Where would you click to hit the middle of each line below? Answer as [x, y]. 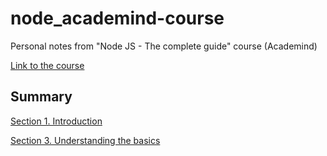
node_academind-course [117, 18]
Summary [41, 97]
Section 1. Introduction [56, 121]
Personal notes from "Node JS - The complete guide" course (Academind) [164, 46]
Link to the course [47, 65]
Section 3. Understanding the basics [85, 140]
